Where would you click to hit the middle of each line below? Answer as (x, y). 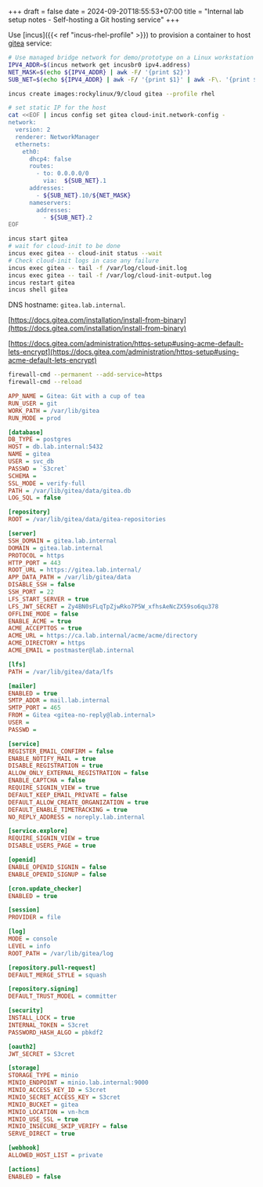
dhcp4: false (50, 159)
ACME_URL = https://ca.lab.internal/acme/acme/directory (103, 636)
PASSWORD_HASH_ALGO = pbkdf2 (56, 1032)
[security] (26, 1011)
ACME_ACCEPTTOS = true (45, 628)
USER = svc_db (31, 462)
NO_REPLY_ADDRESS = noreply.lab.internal (77, 817)
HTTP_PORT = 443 (34, 563)
